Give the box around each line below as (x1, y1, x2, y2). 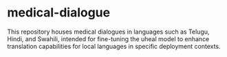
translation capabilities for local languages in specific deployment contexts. (7, 42, 221, 50)
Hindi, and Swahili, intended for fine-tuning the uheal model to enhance (7, 34, 210, 43)
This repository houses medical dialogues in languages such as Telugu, (7, 27, 210, 36)
